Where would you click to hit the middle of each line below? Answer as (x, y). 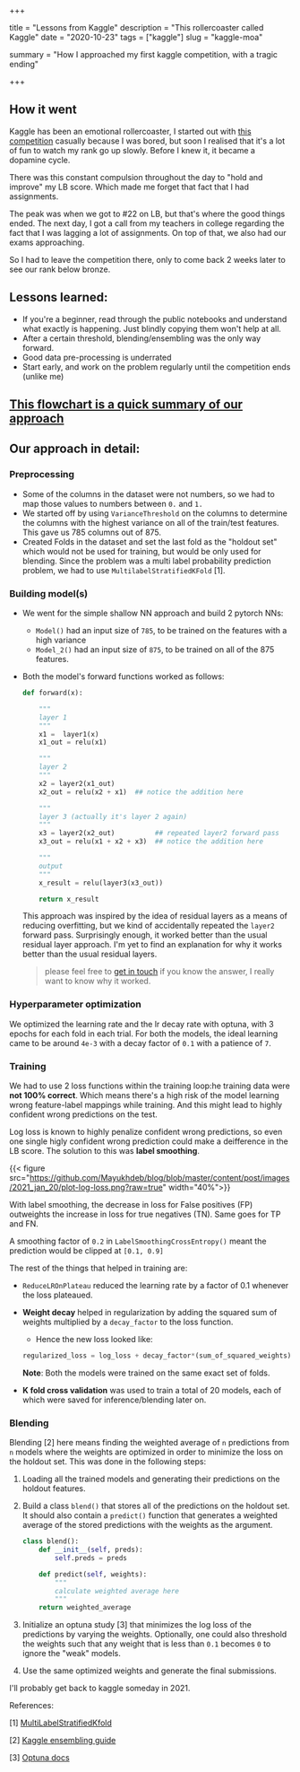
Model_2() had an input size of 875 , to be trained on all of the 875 (155, 650)
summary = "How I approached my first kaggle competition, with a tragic (144, 54)
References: (31, 1706)
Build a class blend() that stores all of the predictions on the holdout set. (156, 1506)
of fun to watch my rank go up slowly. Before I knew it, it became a (132, 150)
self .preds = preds (91, 1558)
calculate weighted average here (117, 1591)
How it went (43, 110)
